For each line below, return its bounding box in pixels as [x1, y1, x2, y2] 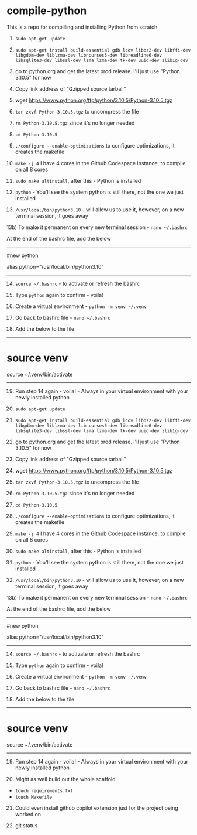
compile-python [6, 4, 87, 18]
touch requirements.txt [15, 788, 74, 794]
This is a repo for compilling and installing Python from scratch [6, 23, 158, 30]
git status [15, 822, 38, 829]
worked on [15, 810, 42, 817]
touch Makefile [15, 794, 53, 800]
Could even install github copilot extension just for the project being [15, 804, 179, 812]
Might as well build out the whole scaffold [15, 775, 116, 782]
